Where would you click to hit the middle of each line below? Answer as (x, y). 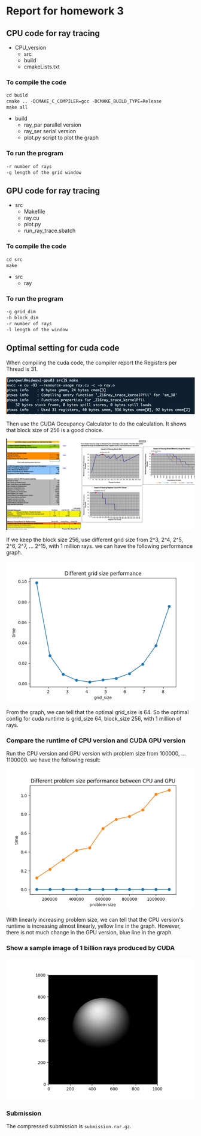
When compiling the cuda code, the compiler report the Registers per (92, 362)
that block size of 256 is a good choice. (55, 430)
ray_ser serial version (50, 131)
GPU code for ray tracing (53, 191)
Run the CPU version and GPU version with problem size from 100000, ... (96, 754)
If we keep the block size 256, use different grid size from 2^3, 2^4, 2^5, (95, 539)
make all (17, 107)
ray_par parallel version (53, 125)
